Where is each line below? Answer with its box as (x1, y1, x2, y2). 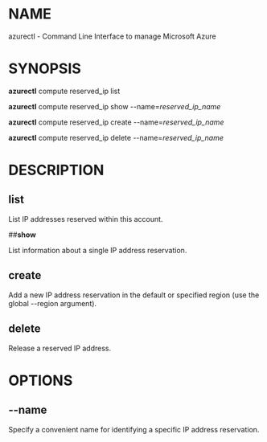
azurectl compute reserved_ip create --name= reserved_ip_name (8, 117, 224, 127)
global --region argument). (8, 298, 97, 308)
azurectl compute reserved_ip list (8, 86, 121, 96)
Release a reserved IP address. (8, 343, 111, 353)
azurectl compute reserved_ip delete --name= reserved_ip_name (8, 133, 224, 142)
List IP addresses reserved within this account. (8, 214, 163, 223)
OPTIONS (8, 371, 73, 390)
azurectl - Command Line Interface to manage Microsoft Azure (8, 31, 216, 41)
